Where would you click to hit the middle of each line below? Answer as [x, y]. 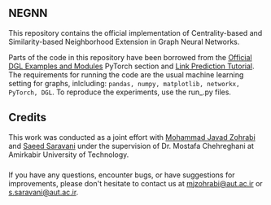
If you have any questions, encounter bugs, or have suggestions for [122, 175]
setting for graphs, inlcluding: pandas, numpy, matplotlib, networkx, [124, 83]
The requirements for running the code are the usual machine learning [126, 74]
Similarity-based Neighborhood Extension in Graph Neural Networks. [124, 41]
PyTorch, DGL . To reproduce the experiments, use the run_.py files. [120, 92]
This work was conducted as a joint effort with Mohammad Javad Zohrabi [132, 137]
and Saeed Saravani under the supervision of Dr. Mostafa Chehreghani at [131, 146]
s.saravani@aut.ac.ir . [44, 192]
